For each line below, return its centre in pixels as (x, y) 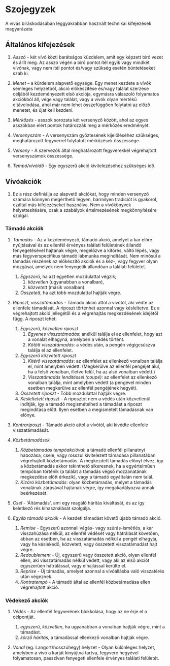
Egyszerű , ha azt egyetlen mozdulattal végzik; (68, 276)
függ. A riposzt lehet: (35, 319)
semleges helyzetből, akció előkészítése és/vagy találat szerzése (81, 88)
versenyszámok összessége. (43, 155)
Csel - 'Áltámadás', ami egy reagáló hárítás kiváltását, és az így (78, 503)
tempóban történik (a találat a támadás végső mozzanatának (83, 471)
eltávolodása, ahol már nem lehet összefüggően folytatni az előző (81, 105)
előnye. (28, 415)
